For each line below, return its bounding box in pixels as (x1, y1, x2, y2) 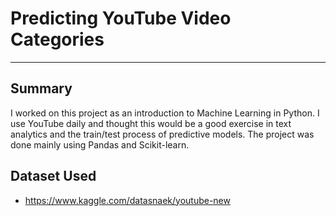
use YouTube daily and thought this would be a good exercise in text (10, 117, 292, 129)
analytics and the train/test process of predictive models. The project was (10, 128, 315, 140)
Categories (10, 28, 105, 51)
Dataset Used (10, 168, 97, 185)
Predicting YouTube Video (10, 7, 232, 30)
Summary (10, 80, 73, 97)
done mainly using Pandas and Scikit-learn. (10, 138, 190, 151)
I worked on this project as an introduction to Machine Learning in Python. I (10, 107, 320, 119)
